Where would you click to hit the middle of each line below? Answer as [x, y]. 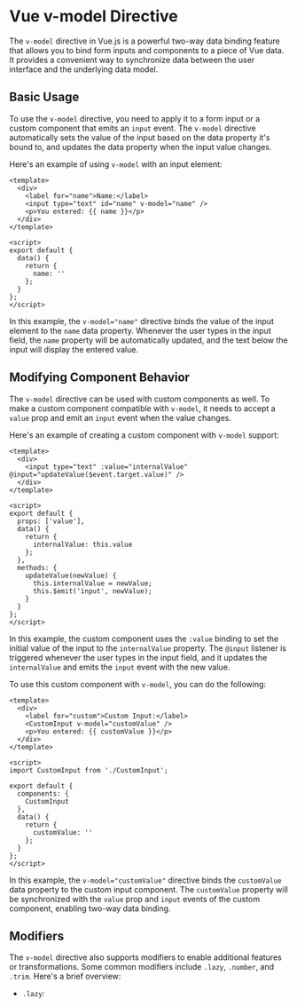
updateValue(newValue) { [71, 575]
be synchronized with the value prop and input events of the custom [134, 899]
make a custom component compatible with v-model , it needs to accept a [143, 408]
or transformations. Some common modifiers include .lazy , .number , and [142, 967]
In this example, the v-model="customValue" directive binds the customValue [145, 880]
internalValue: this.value [82, 544]
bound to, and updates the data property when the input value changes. [141, 147]
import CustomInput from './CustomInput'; [89, 770]
